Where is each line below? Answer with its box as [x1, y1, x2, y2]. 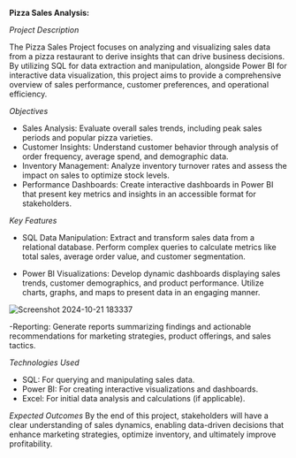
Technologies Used [9, 357, 80, 368]
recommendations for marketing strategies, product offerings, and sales [9, 331, 271, 341]
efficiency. [9, 88, 48, 99]
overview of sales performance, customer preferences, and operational [9, 80, 269, 89]
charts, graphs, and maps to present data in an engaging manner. [21, 287, 261, 297]
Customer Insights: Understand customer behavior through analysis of [21, 141, 279, 152]
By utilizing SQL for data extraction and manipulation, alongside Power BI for [9, 61, 287, 71]
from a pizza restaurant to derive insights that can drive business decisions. [9, 51, 285, 61]
